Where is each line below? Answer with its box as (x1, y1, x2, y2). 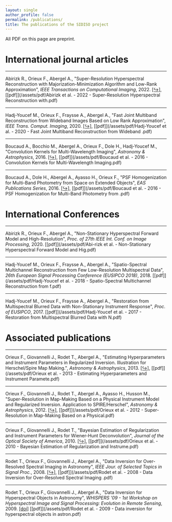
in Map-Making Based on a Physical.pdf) (28, 412, 115, 418)
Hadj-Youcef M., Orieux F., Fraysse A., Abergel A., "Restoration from (5, 298, 149, 304)
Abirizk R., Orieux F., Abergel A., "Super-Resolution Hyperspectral (5, 75, 144, 82)
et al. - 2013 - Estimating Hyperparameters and (48, 370, 147, 377)
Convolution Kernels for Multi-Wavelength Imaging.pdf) (5, 159, 122, 166)
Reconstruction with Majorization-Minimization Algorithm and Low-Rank (5, 81, 157, 87)
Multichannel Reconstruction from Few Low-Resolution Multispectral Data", (5, 267, 164, 273)
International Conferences (5, 209, 120, 220)
